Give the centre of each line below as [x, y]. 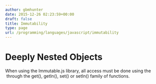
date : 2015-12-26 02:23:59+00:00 [40, 14]
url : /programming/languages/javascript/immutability [62, 33]
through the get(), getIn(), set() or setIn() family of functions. [68, 76]
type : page [16, 28]
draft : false [19, 19]
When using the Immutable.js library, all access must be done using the [78, 71]
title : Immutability [27, 23]
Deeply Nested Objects [54, 57]
